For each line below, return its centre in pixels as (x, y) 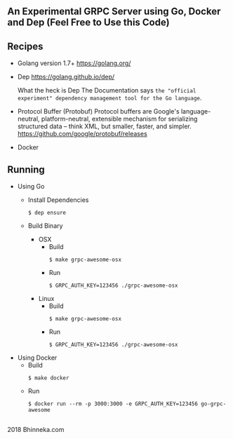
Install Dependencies (58, 200)
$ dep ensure (47, 213)
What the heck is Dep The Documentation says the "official (107, 90)
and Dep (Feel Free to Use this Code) (88, 23)
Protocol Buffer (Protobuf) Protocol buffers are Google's (99, 112)
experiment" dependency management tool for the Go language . (109, 98)
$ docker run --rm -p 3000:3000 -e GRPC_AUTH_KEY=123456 (113, 404)
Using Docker (37, 358)
